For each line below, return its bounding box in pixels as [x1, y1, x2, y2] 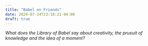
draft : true [5, 16, 30, 21]
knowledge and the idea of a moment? [5, 35, 85, 41]
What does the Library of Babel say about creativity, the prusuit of [5, 30, 143, 36]
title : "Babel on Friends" [5, 7, 62, 12]
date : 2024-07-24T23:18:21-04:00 [5, 12, 75, 17]
